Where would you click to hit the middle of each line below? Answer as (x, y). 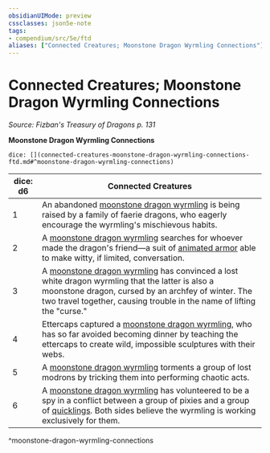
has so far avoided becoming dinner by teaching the (140, 334)
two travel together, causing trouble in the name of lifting (148, 301)
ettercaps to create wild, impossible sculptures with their (148, 345)
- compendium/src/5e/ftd (50, 38)
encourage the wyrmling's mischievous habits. (129, 225)
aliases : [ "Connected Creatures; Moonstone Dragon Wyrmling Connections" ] (136, 46)
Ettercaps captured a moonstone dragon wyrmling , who (147, 324)
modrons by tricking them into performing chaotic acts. (145, 377)
